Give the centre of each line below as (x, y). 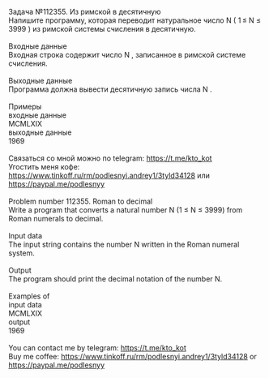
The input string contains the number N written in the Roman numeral (124, 244)
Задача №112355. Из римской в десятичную (85, 12)
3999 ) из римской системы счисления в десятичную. (102, 29)
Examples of (29, 296)
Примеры (25, 106)
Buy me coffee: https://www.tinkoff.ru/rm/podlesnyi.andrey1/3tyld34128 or (132, 357)
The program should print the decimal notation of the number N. (115, 279)
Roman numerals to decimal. (56, 219)
